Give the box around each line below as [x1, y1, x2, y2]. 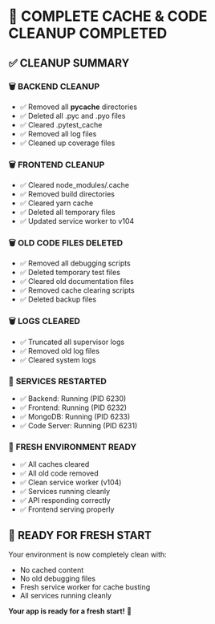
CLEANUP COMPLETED [8, 24, 168, 43]
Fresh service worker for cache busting [19, 582, 151, 592]
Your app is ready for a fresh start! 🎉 [8, 606, 132, 616]
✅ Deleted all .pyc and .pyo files [19, 111, 126, 120]
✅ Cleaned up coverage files [19, 138, 116, 148]
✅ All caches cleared [19, 460, 90, 469]
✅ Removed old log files [19, 346, 100, 355]
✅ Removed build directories [19, 189, 115, 199]
